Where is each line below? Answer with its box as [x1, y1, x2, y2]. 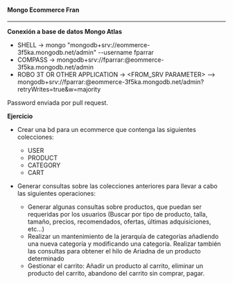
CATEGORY [27, 161, 61, 169]
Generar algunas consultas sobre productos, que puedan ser [27, 203, 202, 211]
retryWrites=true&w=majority [17, 85, 101, 94]
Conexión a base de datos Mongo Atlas [7, 28, 123, 36]
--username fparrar [98, 49, 154, 57]
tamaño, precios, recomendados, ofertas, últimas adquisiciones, [27, 217, 212, 226]
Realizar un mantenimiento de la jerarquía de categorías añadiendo [27, 233, 219, 241]
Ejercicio [7, 112, 33, 121]
